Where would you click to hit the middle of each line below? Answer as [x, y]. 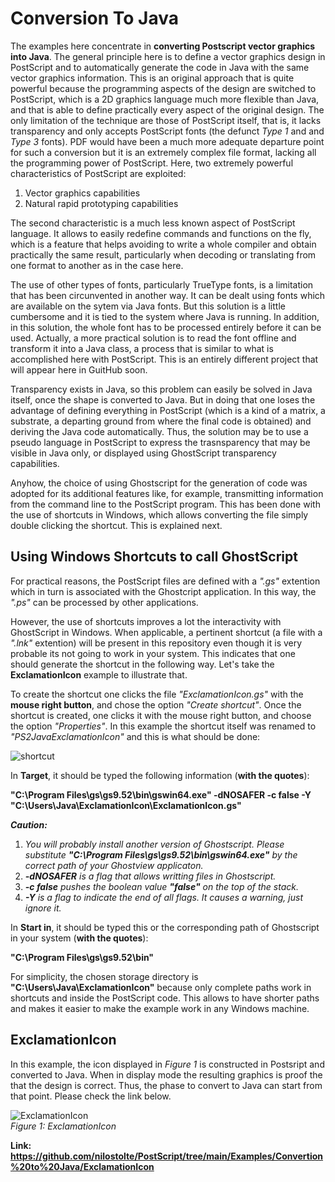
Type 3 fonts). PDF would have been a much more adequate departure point [167, 141]
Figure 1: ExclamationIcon [63, 1126]
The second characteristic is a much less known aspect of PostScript [153, 223]
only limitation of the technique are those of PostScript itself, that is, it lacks [166, 120]
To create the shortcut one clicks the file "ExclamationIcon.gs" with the [157, 694]
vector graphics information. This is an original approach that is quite [152, 78]
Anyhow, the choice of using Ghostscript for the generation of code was [159, 483]
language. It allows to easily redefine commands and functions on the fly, [161, 233]
